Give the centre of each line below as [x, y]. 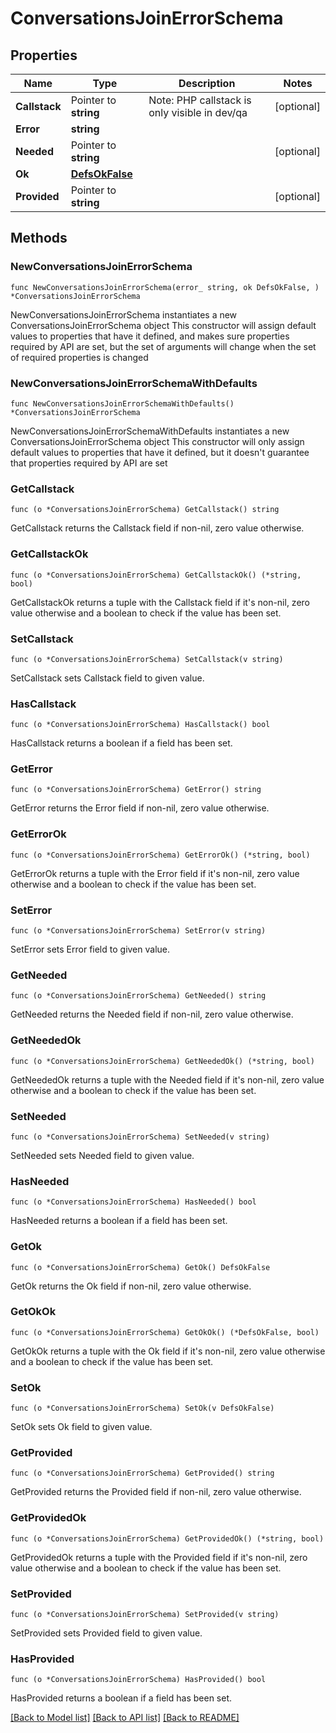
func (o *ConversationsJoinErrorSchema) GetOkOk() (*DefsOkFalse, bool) [165, 1332]
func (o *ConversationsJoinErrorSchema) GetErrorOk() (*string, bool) [160, 855]
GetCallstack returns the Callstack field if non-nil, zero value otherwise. [157, 528]
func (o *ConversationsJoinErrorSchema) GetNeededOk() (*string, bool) [162, 1061]
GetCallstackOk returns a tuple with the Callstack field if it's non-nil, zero [160, 602]
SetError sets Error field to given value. [90, 949]
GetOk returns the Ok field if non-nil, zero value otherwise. [131, 1286]
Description [207, 83]
